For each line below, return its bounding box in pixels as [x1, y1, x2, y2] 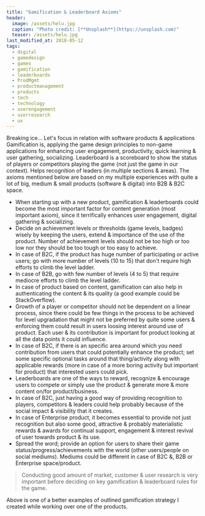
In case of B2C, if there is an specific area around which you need [15, 342, 182, 350]
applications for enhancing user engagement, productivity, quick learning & [6, 147, 196, 155]
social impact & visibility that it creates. [15, 407, 114, 415]
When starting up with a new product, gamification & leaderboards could [15, 198, 199, 206]
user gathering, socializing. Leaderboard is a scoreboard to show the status [6, 154, 197, 162]
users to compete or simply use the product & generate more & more [15, 381, 188, 389]
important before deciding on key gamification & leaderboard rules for [21, 478, 198, 485]
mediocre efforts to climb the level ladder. [15, 277, 121, 284]
